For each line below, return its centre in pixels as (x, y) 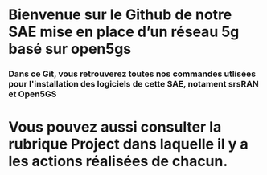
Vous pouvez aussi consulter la (115, 127)
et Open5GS (33, 94)
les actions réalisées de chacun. (118, 161)
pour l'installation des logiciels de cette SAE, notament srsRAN (133, 84)
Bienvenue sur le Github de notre (120, 15)
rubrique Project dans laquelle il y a (128, 144)
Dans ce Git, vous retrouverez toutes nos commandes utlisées (132, 74)
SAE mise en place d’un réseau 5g (124, 32)
